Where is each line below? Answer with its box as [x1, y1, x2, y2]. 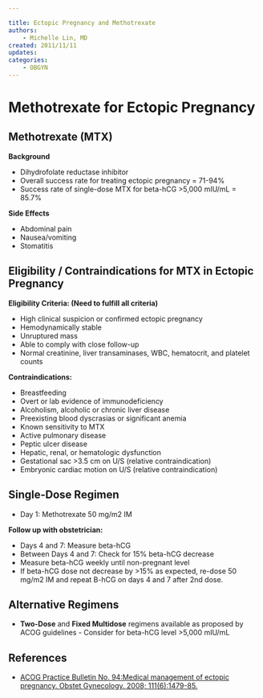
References [8, 651, 67, 664]
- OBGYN [22, 64, 48, 72]
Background [8, 151, 51, 161]
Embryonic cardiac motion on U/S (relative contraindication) [19, 464, 218, 474]
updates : [8, 49, 38, 57]
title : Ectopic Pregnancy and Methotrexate [8, 18, 156, 27]
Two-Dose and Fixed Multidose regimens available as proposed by [19, 619, 244, 629]
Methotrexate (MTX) [8, 130, 113, 144]
